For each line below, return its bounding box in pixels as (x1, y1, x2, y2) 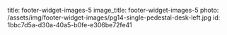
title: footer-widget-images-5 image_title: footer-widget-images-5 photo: (7, 6, 219, 14)
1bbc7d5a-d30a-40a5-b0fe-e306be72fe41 (7, 21, 132, 29)
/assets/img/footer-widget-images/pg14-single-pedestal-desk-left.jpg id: (7, 13, 221, 22)
